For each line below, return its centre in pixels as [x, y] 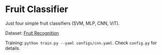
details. [13, 48]
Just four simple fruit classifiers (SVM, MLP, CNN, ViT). [62, 23]
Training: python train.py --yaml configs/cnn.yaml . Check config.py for [81, 43]
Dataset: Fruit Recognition [32, 33]
